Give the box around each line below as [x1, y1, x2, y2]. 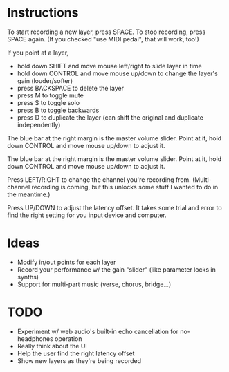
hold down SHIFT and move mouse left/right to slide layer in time [17, 62, 202, 70]
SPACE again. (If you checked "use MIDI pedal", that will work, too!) [7, 35, 199, 43]
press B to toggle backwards [17, 106, 100, 114]
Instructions [7, 5, 79, 21]
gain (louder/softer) [17, 76, 73, 84]
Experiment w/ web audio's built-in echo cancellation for [17, 327, 178, 335]
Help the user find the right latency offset [17, 349, 135, 357]
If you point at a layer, [7, 48, 69, 57]
